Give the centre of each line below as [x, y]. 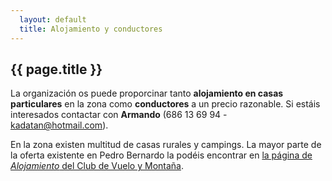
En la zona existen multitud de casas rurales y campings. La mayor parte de [166, 145]
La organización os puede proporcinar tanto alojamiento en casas [147, 93]
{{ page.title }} [56, 69]
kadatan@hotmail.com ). [59, 125]
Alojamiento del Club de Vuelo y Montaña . [97, 166]
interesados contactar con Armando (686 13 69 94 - [119, 115]
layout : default [53, 19]
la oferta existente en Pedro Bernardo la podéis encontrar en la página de [161, 155]
